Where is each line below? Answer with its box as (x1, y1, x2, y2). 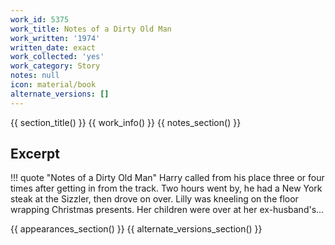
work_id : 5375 (10, 14, 70, 25)
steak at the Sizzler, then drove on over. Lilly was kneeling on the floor (10, 193, 299, 205)
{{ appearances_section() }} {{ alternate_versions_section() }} (10, 223, 263, 235)
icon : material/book (10, 80, 97, 90)
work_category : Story (10, 61, 101, 71)
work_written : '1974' (10, 33, 101, 43)
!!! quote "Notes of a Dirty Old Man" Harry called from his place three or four (10, 172, 325, 184)
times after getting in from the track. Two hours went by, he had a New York (10, 182, 323, 195)
